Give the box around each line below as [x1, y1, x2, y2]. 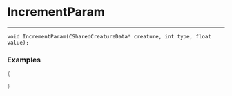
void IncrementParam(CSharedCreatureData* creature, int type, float [7, 33, 212, 40]
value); [7, 39, 30, 46]
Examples [7, 55, 41, 64]
